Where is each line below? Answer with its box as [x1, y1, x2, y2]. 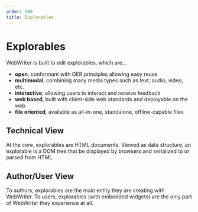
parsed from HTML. [6, 154, 54, 161]
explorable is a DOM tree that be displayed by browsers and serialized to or [6, 147, 190, 155]
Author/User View [6, 171, 74, 181]
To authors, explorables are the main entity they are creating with [6, 187, 165, 194]
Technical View [6, 126, 64, 136]
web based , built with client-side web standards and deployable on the [14, 96, 188, 103]
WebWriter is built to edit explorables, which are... [6, 59, 127, 66]
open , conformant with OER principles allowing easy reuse [14, 70, 158, 78]
